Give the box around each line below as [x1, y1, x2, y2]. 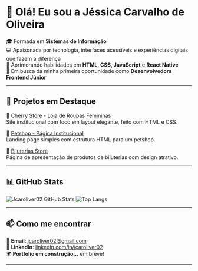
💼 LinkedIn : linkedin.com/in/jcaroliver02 [6, 244, 103, 251]
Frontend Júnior [6, 74, 47, 81]
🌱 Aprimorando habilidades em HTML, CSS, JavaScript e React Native [6, 61, 179, 68]
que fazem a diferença [6, 55, 61, 62]
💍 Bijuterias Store [6, 147, 48, 154]
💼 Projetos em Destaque [6, 97, 96, 107]
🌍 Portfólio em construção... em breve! [6, 250, 104, 257]
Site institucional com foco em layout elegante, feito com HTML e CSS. [6, 118, 178, 125]
